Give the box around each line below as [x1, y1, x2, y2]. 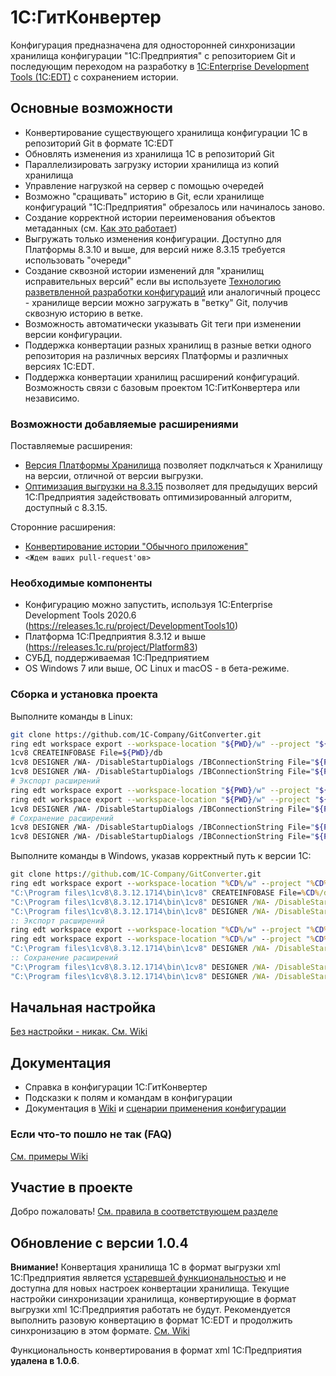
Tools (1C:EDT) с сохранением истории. [10, 71, 179, 83]
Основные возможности [10, 100, 173, 117]
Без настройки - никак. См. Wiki [10, 1026, 148, 1038]
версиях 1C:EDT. [24, 360, 95, 372]
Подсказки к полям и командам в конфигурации [24, 1092, 233, 1104]
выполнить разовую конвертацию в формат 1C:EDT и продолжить [10, 1314, 293, 1326]
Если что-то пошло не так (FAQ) [10, 1127, 173, 1141]
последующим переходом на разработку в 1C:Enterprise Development [10, 60, 310, 72]
